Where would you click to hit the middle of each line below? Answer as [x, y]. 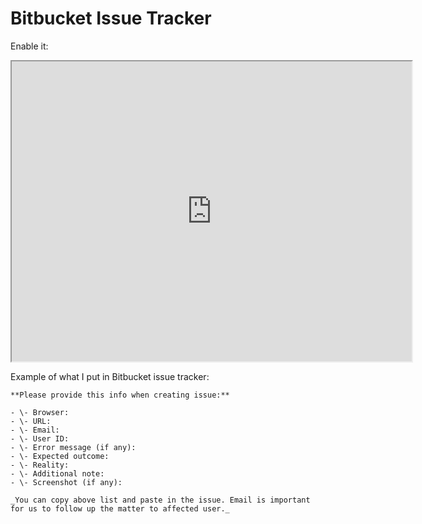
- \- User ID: [40, 438]
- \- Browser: [40, 412]
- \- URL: [31, 421]
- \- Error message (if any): [73, 447]
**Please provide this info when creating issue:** [120, 395]
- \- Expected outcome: [60, 456]
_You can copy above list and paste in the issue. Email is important [160, 500]
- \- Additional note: [57, 473]
